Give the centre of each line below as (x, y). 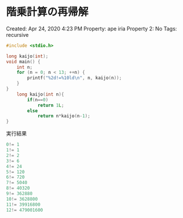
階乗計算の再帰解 (48, 12)
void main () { (23, 62)
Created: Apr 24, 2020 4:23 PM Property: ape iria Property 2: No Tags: (91, 28)
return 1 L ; (51, 105)
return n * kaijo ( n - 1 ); (64, 116)
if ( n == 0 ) (38, 100)
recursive (18, 35)
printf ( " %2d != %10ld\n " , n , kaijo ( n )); (74, 78)
